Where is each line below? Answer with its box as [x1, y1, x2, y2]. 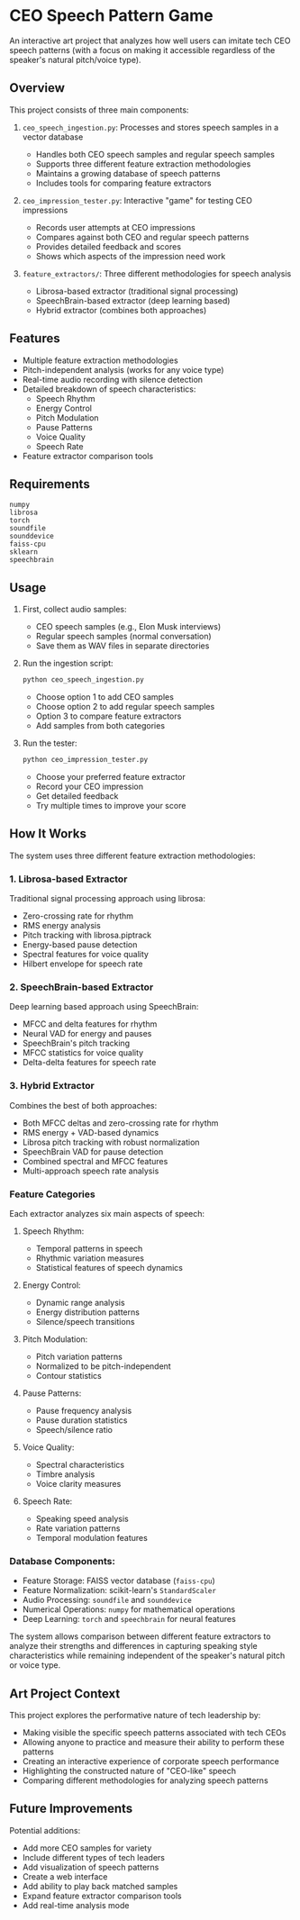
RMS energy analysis [22, 920, 101, 931]
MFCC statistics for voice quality [22, 1047, 144, 1058]
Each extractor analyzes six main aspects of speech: [9, 1208, 205, 1218]
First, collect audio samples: [22, 604, 128, 615]
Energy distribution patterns [35, 1307, 140, 1318]
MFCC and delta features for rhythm [22, 1019, 158, 1029]
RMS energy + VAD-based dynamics [22, 1127, 159, 1137]
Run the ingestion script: [22, 658, 114, 669]
